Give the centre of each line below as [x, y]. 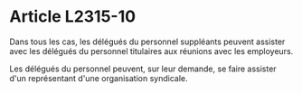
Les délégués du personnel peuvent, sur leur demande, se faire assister [143, 69]
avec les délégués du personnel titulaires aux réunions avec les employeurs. [151, 51]
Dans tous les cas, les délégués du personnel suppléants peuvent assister [147, 42]
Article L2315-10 [73, 17]
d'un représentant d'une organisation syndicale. [99, 78]
